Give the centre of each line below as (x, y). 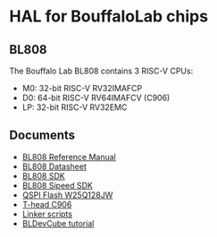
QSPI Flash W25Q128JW (67, 195)
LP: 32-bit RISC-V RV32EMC (75, 107)
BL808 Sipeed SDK (58, 185)
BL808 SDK (43, 175)
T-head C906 (47, 204)
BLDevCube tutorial (58, 223)
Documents (42, 135)
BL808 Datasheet (54, 166)
